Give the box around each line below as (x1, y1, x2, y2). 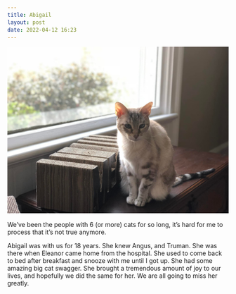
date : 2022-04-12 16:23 (7, 26, 77, 33)
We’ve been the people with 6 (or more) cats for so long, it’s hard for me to (7, 221, 223, 229)
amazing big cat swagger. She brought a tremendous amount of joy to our (7, 264, 221, 273)
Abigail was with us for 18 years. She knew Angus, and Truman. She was (7, 242, 218, 250)
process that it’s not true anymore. (7, 228, 107, 236)
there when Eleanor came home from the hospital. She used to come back (7, 249, 223, 257)
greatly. (7, 279, 29, 288)
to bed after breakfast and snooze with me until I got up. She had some (7, 257, 213, 265)
